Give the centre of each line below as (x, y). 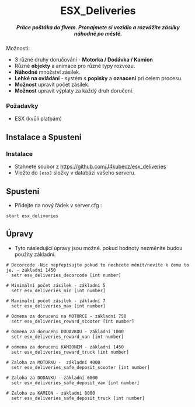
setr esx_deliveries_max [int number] (59, 306)
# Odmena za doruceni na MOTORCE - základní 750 (66, 316)
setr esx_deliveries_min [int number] (59, 290)
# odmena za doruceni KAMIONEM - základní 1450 (65, 347)
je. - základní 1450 (31, 270)
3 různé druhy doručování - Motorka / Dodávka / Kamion (83, 60)
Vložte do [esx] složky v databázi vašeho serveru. (75, 173)
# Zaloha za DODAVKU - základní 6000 (52, 378)
